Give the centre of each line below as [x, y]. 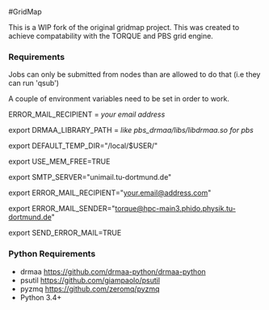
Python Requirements [52, 254]
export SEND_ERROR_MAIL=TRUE [65, 233]
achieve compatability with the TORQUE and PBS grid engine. [111, 36]
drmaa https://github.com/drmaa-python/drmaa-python [113, 271]
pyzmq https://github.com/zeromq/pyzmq [90, 289]
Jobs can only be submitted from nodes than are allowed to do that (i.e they [134, 74]
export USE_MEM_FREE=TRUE [59, 162]
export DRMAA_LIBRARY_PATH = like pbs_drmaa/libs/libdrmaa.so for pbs [131, 130]
